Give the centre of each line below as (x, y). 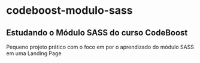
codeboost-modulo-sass (69, 10)
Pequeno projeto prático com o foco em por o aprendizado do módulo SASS (100, 47)
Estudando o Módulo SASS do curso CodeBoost (97, 33)
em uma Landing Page (34, 53)
